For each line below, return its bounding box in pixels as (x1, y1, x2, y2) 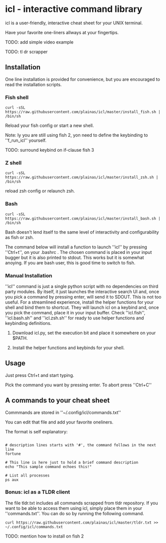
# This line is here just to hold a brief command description (5, 460, 139, 465)
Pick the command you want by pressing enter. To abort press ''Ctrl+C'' (5, 382, 152, 388)
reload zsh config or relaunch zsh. (5, 188, 75, 194)
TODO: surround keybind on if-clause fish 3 (5, 147, 94, 153)
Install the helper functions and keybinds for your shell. (12, 345, 125, 351)
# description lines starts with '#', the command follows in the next (5, 442, 156, 447)
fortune (5, 451, 21, 456)
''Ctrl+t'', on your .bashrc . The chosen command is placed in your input (5, 249, 152, 255)
